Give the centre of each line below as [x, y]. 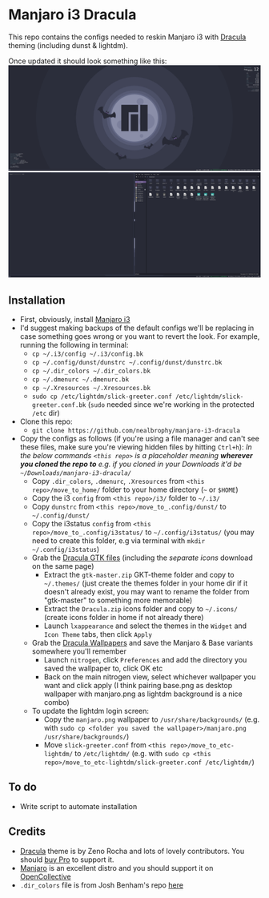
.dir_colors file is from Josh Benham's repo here [102, 885]
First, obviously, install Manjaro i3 [75, 320]
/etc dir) [46, 413]
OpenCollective [45, 876]
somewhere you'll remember [79, 651]
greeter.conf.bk [59, 405]
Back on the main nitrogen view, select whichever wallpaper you [150, 677]
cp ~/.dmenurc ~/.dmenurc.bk [80, 380]
